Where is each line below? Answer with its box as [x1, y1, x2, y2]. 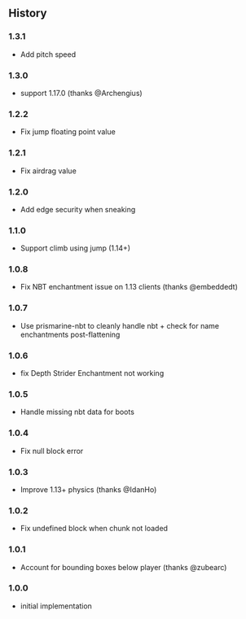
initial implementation [20, 601, 92, 611]
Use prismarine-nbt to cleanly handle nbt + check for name [20, 320, 220, 330]
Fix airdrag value [20, 166, 77, 176]
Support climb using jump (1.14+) [20, 243, 131, 253]
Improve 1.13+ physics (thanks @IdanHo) [20, 484, 157, 495]
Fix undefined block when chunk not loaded [20, 524, 169, 534]
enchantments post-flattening [20, 329, 121, 339]
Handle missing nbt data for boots [20, 407, 134, 417]
